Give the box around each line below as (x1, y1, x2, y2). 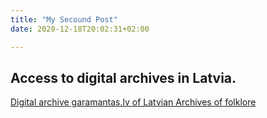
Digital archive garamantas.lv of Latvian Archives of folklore (10, 96, 257, 108)
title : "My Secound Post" (10, 14, 118, 25)
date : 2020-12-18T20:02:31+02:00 (10, 24, 150, 34)
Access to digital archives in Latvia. (10, 69, 237, 86)
